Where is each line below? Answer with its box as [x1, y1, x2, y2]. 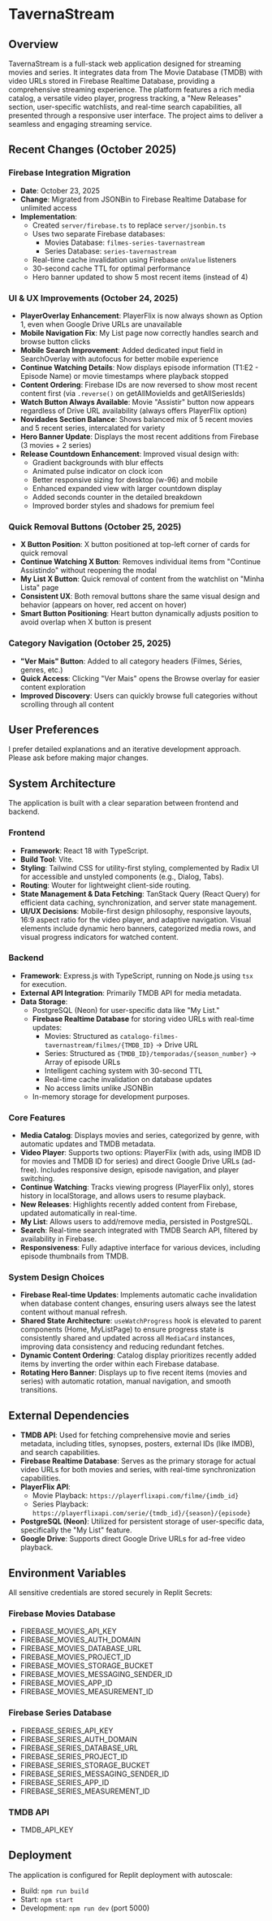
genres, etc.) [19, 664, 63, 675]
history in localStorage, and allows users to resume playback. [19, 1191, 226, 1201]
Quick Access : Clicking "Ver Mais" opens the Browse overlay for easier [19, 673, 260, 683]
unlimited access [19, 202, 77, 212]
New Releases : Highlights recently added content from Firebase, [19, 1200, 238, 1210]
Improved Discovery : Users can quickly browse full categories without [19, 690, 258, 700]
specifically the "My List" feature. [19, 1525, 132, 1535]
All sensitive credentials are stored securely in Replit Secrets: [8, 1588, 213, 1597]
